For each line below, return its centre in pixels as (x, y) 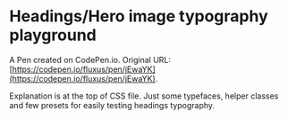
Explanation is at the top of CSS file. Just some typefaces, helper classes (144, 96)
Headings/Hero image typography (139, 16)
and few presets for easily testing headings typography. (112, 105)
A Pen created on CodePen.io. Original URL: (90, 59)
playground (53, 35)
